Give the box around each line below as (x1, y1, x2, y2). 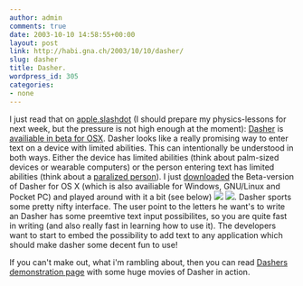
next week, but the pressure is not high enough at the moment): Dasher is (9, 123, 284, 134)
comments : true (9, 22, 67, 31)
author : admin (9, 13, 63, 23)
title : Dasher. (9, 64, 67, 73)
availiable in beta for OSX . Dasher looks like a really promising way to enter (9, 133, 289, 143)
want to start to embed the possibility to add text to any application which (9, 229, 283, 240)
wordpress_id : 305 (9, 72, 79, 81)
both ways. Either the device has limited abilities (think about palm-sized (9, 152, 279, 162)
